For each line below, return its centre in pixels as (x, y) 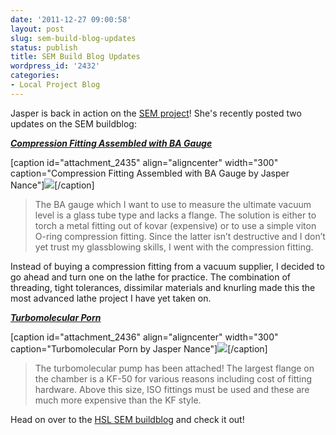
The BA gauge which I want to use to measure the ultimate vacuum (173, 204)
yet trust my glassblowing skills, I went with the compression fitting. (174, 247)
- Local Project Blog (55, 85)
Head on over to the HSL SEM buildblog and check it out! (127, 419)
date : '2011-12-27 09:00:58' (71, 19)
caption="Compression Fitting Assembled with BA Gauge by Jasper (150, 173)
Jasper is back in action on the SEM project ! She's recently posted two (156, 113)
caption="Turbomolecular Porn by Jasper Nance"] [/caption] (139, 348)
